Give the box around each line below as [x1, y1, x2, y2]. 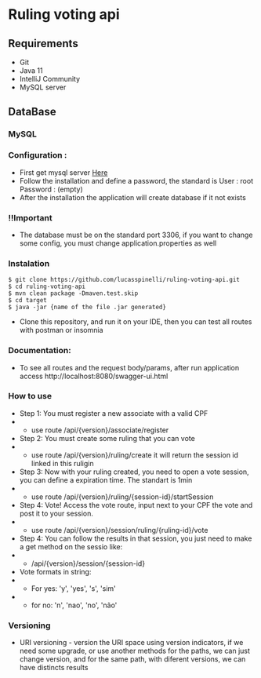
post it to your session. [19, 508, 94, 518]
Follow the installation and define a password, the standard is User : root [19, 176, 253, 185]
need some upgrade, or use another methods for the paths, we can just [19, 646, 251, 656]
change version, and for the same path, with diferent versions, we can [19, 654, 246, 664]
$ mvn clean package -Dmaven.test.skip [8, 290, 139, 297]
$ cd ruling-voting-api [8, 282, 86, 291]
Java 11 [19, 66, 43, 75]
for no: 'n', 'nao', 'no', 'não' [31, 600, 118, 610]
